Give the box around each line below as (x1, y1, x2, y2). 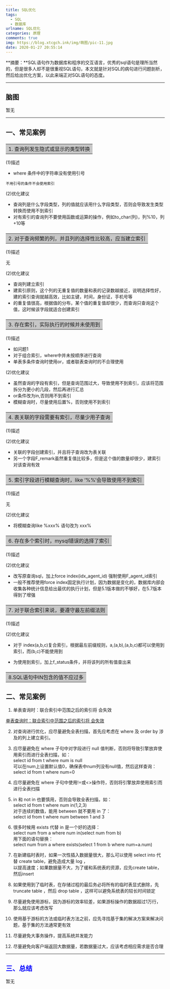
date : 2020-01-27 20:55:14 (6, 45, 63, 50)
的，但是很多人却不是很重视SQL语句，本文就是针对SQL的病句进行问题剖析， (6, 66, 165, 72)
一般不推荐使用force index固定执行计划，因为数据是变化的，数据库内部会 (13, 579, 165, 585)
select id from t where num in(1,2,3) (13, 802, 87, 808)
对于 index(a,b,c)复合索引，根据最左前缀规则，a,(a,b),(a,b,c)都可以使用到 (13, 642, 165, 648)
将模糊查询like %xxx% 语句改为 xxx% (13, 522, 92, 529)
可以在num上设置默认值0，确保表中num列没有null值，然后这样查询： (13, 763, 157, 769)
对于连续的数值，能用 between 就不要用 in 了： (13, 808, 111, 814)
